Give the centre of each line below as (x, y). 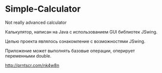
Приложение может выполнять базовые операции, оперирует (70, 51)
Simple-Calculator (43, 9)
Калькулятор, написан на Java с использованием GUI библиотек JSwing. (81, 32)
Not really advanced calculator (36, 22)
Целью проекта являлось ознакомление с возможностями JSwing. (75, 41)
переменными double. (28, 56)
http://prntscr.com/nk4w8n (32, 65)
